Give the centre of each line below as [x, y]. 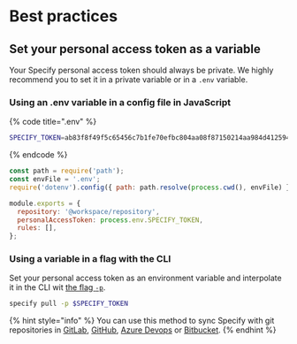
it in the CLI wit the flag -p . [57, 287]
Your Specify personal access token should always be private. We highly [141, 70]
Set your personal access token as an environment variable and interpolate [145, 278]
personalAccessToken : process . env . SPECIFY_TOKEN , [110, 220]
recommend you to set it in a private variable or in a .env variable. [129, 80]
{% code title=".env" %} [53, 122]
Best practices [63, 16]
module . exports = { [45, 203]
